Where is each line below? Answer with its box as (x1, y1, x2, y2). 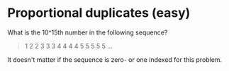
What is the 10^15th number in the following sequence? (7, 28, 168, 37)
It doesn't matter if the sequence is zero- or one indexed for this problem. (7, 55, 222, 64)
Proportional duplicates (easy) (7, 5, 191, 21)
